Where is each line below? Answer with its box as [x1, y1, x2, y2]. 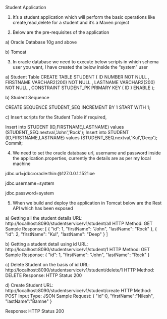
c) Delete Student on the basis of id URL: [5, 262, 90, 267]
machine [12, 161, 31, 167]
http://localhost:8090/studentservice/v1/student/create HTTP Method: [5, 288, 151, 293]
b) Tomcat [5, 49, 27, 55]
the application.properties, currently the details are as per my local [12, 155, 151, 161]
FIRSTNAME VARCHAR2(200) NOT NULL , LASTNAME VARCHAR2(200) [5, 79, 155, 85]
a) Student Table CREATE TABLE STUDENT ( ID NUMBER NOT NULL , [5, 74, 150, 80]
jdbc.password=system [5, 190, 54, 196]
